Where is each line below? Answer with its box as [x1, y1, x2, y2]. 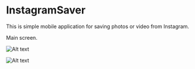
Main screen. [6, 34, 38, 41]
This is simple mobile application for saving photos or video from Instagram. [6, 23, 189, 30]
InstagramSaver [6, 4, 86, 17]
